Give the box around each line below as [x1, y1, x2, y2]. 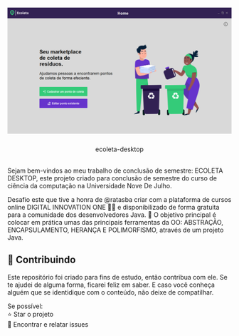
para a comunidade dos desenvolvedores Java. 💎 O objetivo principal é [7, 210, 217, 219]
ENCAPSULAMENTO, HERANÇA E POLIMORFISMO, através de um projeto [7, 225, 224, 234]
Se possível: [7, 302, 43, 310]
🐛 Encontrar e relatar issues [7, 320, 89, 328]
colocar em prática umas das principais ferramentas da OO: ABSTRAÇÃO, [7, 218, 224, 226]
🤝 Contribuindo [7, 254, 76, 266]
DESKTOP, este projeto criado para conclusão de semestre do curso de [7, 173, 217, 182]
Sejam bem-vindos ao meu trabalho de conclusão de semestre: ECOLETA [7, 166, 223, 175]
